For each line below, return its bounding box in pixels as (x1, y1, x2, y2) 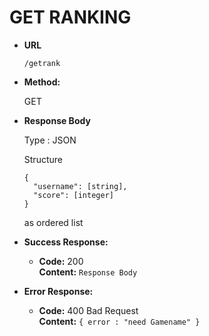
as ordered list (23, 216, 84, 228)
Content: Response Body (38, 266, 138, 278)
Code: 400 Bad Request (38, 304, 139, 316)
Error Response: (23, 285, 94, 297)
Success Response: (23, 236, 109, 248)
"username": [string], (33, 181, 128, 191)
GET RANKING (9, 6, 132, 29)
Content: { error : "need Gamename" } (38, 315, 201, 327)
